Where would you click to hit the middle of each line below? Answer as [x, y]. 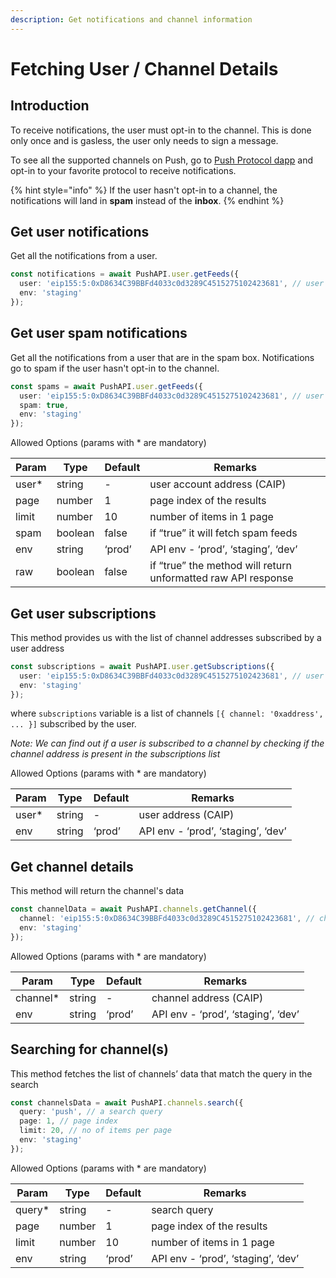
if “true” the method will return [220, 566]
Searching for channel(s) [90, 1049]
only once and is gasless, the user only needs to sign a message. [144, 140]
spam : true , [44, 405]
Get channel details [72, 866]
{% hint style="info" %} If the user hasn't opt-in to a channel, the [144, 190]
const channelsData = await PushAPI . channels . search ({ [127, 1102]
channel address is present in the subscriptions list [115, 754]
